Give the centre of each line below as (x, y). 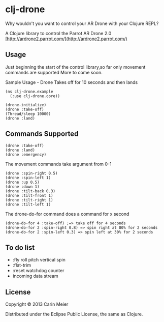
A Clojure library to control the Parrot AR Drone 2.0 (58, 33)
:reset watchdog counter (38, 271)
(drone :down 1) (22, 187)
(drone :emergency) (26, 154)
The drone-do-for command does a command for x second (67, 214)
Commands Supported (42, 134)
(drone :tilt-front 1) (29, 195)
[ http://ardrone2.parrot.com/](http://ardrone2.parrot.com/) (67, 39)
